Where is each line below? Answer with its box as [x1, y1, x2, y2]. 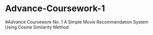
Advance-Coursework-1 [5, 3, 105, 14]
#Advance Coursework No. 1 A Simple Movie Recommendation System [5, 19, 149, 25]
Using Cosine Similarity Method [5, 24, 69, 30]
